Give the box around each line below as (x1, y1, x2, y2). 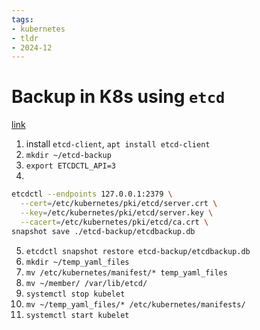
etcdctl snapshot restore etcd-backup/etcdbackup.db (25, 246, 251, 256)
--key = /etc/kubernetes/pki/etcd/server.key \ (20, 207, 214, 218)
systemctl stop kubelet (25, 289, 126, 299)
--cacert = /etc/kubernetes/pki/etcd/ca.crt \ (20, 217, 209, 227)
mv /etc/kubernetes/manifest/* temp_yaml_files (25, 267, 228, 278)
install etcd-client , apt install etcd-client (25, 138, 211, 150)
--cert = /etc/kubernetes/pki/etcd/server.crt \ (20, 199, 218, 209)
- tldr (11, 33, 39, 43)
